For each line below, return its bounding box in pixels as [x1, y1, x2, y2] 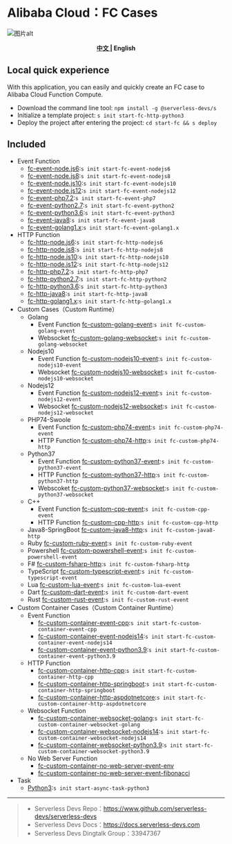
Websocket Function [27, 706, 86, 714]
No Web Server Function [27, 754, 98, 762]
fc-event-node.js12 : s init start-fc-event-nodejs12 [27, 186, 176, 195]
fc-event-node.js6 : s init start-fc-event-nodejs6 [27, 164, 171, 173]
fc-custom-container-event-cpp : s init [37, 618, 150, 626]
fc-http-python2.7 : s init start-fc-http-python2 [27, 274, 167, 283]
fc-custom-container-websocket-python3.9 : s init [37, 741, 183, 749]
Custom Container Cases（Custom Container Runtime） [17, 603, 177, 612]
